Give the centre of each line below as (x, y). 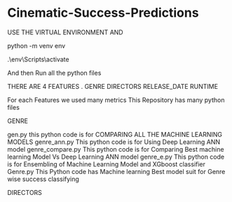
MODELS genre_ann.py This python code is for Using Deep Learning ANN (114, 142)
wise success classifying (43, 179)
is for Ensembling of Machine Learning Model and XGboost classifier (106, 164)
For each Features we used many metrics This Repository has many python (116, 100)
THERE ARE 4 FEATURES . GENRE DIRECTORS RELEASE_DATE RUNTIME (113, 86)
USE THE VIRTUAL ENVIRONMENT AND (66, 32)
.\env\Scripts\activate (38, 59)
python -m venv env (36, 45)
